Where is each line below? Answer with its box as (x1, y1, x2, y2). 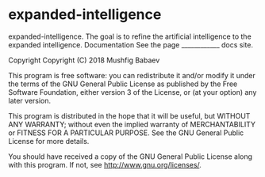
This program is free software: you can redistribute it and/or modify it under (8, 70, 255, 80)
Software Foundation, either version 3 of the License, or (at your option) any (8, 87, 257, 96)
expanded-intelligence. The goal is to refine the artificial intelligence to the (8, 32, 252, 41)
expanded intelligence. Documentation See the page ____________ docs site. (8, 40, 254, 49)
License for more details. (8, 136, 90, 145)
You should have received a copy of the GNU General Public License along (8, 152, 252, 161)
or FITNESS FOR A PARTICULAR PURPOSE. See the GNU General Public (8, 128, 244, 137)
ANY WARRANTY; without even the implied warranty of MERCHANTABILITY (8, 119, 256, 129)
